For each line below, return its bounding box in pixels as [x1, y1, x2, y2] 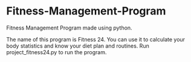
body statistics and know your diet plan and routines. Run [6, 42, 149, 49]
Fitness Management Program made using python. [6, 24, 132, 31]
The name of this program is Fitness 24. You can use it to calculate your [6, 36, 186, 43]
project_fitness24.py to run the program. [6, 48, 107, 55]
